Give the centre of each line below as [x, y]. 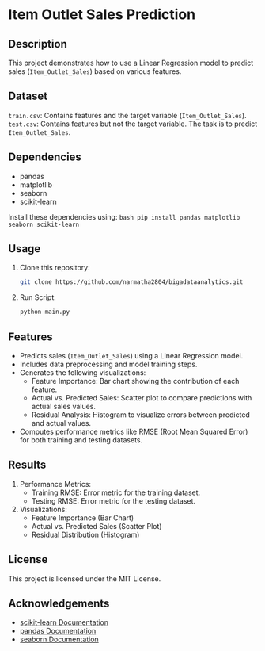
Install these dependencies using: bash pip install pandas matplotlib [124, 216]
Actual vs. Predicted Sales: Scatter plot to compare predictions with [142, 398]
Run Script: [38, 297]
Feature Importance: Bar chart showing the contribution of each [135, 381]
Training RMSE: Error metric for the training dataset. [116, 492]
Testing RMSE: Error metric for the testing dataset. [114, 500]
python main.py [45, 312]
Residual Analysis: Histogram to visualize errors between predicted [141, 415]
